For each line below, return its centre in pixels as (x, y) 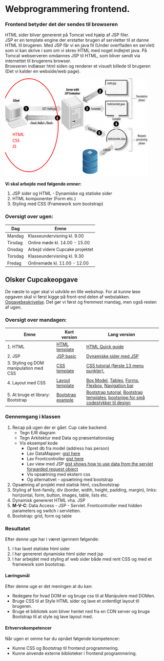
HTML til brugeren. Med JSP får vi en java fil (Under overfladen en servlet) (80, 46)
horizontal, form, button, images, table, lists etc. (60, 495)
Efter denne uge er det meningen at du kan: (49, 587)
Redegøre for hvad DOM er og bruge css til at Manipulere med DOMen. (83, 596)
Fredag (14, 263)
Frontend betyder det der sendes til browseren (61, 24)
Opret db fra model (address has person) (68, 448)
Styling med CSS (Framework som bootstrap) (58, 204)
